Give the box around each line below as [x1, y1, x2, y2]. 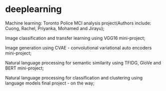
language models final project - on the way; [5, 80, 95, 86]
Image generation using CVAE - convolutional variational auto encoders [5, 44, 152, 50]
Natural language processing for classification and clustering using [5, 74, 143, 80]
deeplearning [5, 3, 62, 15]
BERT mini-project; [5, 65, 44, 71]
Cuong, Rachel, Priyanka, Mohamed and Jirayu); [5, 25, 105, 31]
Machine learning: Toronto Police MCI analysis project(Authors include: [5, 20, 152, 26]
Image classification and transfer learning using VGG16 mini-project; [5, 35, 146, 41]
